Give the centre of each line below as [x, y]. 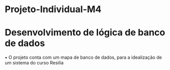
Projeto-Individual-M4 [53, 9]
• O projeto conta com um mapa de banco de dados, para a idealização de [83, 57]
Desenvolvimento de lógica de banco [85, 33]
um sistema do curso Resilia [34, 63]
